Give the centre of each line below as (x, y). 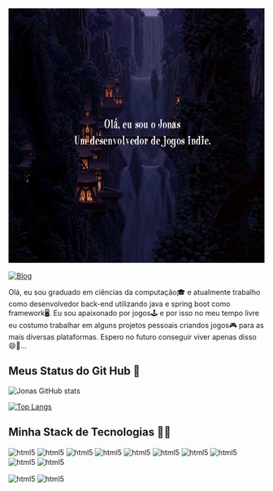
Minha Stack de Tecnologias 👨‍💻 (90, 432)
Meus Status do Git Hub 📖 (74, 371)
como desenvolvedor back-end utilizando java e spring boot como (119, 304)
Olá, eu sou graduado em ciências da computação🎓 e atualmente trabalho (134, 292)
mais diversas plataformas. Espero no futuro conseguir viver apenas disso (133, 337)
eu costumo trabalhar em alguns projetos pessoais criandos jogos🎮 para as (136, 325)
